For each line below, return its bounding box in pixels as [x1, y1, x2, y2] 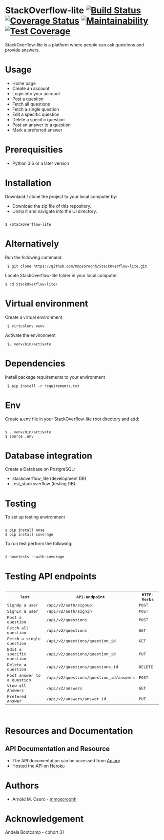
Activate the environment [5, 332, 56, 338]
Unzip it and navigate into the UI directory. [12, 208, 98, 214]
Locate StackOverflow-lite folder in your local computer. [5, 272, 118, 278]
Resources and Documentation [5, 725, 133, 736]
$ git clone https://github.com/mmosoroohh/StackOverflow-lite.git [7, 264, 147, 269]
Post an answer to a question [12, 122, 71, 128]
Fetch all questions [12, 101, 50, 107]
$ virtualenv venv [7, 323, 45, 328]
